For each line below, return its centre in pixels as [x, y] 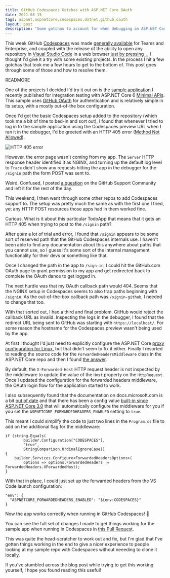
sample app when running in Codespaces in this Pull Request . [70, 529]
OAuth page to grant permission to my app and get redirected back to [78, 271]
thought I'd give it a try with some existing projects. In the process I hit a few [85, 59]
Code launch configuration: [34, 486]
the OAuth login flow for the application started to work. [63, 385]
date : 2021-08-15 [24, 15]
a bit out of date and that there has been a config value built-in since [77, 401]
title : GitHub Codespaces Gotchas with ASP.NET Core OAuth [69, 10]
